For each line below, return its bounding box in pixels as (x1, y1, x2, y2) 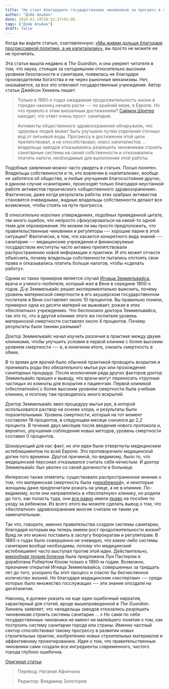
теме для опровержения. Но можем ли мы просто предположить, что (5, 223, 156, 229)
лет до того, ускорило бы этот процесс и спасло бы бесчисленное (5, 570, 149, 576)
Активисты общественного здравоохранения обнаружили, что (17, 123, 153, 129)
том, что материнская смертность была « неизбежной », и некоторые (5, 479, 154, 485)
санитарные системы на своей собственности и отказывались (17, 150, 153, 156)
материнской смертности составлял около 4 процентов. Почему (5, 318, 146, 324)
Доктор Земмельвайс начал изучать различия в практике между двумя (5, 333, 161, 339)
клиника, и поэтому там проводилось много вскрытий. (5, 391, 124, 397)
